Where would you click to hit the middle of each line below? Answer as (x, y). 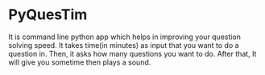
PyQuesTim (48, 15)
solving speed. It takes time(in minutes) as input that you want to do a (124, 45)
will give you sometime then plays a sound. (80, 62)
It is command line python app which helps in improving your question (125, 37)
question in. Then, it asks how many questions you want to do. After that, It (132, 53)
